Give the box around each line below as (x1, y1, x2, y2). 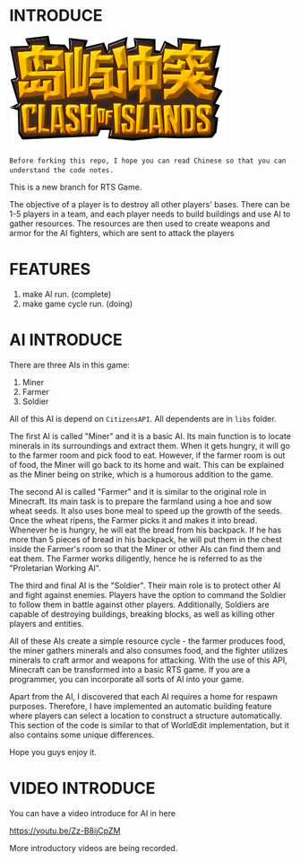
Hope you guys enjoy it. (9, 746, 97, 757)
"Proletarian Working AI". (9, 562, 101, 573)
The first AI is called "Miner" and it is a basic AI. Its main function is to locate (9, 430, 291, 441)
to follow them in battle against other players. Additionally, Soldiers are (9, 599, 270, 610)
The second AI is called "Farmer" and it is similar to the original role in (9, 486, 267, 497)
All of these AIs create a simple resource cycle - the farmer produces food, (9, 635, 286, 646)
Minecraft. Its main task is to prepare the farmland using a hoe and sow (9, 496, 272, 506)
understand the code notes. (9, 165, 115, 175)
